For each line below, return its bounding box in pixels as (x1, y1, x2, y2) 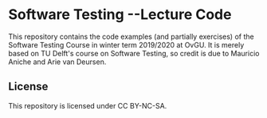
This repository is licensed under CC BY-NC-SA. (8, 101, 167, 110)
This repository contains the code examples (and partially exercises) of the (8, 32, 254, 41)
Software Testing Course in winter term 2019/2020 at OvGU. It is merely (8, 40, 245, 49)
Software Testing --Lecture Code (8, 6, 232, 24)
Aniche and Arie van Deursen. (8, 57, 107, 67)
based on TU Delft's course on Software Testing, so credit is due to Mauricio (8, 48, 260, 58)
